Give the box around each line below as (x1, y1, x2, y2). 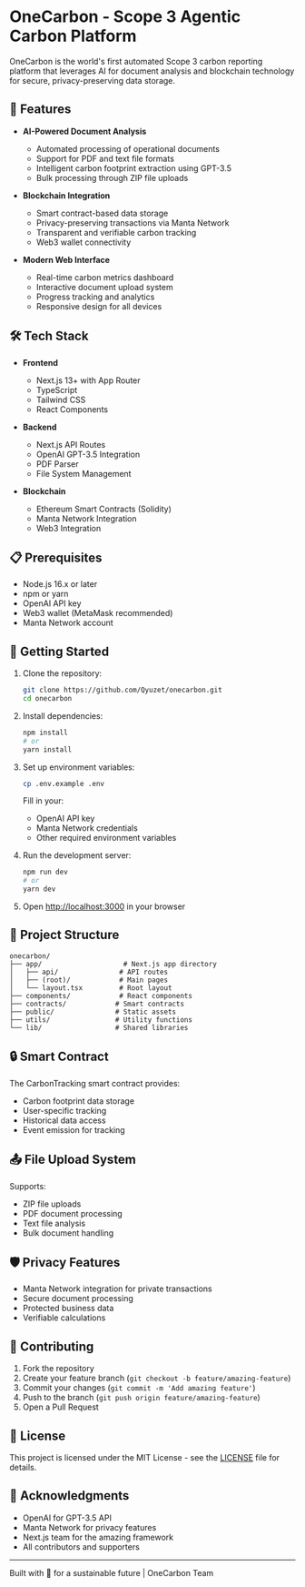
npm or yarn (22, 589, 69, 600)
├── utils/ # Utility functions (9, 1015, 193, 1025)
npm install (22, 728, 68, 737)
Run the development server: (22, 850, 132, 861)
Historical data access (22, 1115, 106, 1126)
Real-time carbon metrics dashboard (35, 271, 174, 283)
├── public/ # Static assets (9, 1007, 177, 1016)
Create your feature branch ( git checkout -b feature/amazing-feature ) (22, 1372, 291, 1384)
